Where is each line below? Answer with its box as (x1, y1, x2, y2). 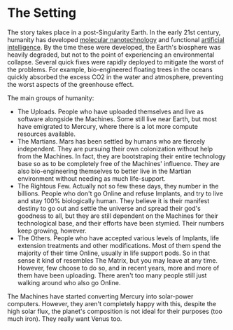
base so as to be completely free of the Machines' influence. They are (17, 159, 220, 167)
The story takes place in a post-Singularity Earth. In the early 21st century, (7, 28, 221, 36)
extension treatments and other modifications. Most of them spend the (17, 241, 222, 249)
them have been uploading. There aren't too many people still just (17, 271, 207, 280)
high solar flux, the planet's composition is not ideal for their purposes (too (7, 307, 223, 315)
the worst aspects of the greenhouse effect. (7, 80, 134, 88)
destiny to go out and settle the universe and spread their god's (17, 204, 201, 212)
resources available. (17, 130, 76, 138)
